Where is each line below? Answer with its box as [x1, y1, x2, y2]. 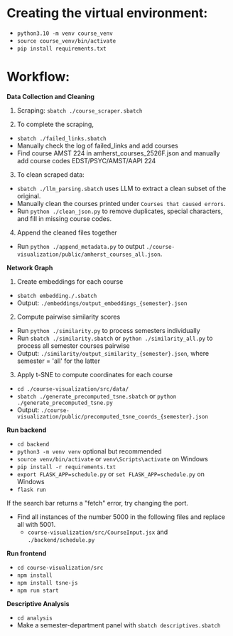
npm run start [16, 587, 59, 594]
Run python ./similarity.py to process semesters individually [16, 326, 200, 334]
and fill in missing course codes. [16, 214, 112, 222]
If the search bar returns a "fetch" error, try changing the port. [6, 498, 189, 507]
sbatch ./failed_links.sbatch [16, 135, 107, 142]
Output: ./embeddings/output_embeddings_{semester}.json [16, 298, 188, 307]
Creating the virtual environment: [6, 5, 208, 21]
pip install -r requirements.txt [16, 463, 116, 471]
